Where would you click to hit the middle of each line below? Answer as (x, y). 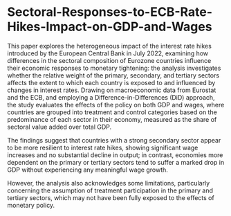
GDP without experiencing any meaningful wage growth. (87, 170)
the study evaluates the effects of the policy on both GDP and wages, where (116, 105)
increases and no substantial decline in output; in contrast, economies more (115, 155)
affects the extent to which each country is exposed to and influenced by (111, 82)
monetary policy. (31, 205)
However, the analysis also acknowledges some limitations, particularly (109, 183)
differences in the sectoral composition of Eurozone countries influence (109, 60)
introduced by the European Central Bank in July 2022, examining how (108, 53)
